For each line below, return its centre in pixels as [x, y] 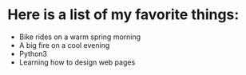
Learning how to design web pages [77, 62]
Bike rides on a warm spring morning [80, 37]
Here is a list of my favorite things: [123, 15]
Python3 [33, 53]
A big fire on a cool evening [64, 45]
